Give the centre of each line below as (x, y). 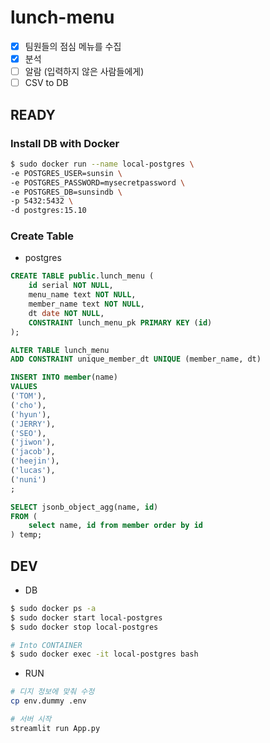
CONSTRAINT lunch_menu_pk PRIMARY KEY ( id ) (120, 322)
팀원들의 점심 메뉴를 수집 (73, 46)
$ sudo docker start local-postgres (86, 617)
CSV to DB (46, 83)
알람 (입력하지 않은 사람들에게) (84, 72)
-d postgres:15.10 (48, 211)
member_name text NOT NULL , (86, 304)
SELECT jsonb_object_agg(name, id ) (84, 507)
